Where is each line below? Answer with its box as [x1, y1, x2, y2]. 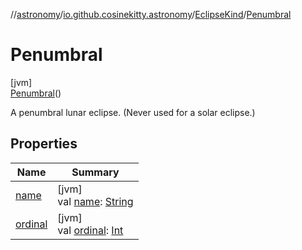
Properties [10, 135, 78, 153]
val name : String [57, 194, 134, 208]
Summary [71, 165, 120, 179]
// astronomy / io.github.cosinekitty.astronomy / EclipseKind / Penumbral [10, 9, 292, 20]
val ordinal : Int [57, 223, 124, 237]
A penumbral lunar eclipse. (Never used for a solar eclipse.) [10, 106, 256, 118]
